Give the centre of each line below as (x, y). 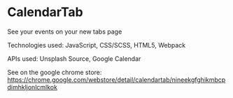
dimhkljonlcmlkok (33, 87)
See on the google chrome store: (55, 72)
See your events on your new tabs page (65, 31)
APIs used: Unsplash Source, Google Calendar (74, 58)
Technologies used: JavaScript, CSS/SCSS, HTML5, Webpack (97, 45)
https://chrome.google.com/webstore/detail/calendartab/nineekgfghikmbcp (116, 79)
